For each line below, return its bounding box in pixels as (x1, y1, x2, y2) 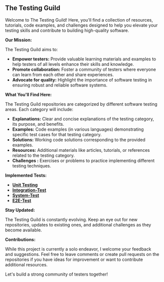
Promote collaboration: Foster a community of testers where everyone (12, 66, 156, 72)
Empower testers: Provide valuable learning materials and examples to (12, 56, 156, 62)
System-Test (12, 192, 39, 198)
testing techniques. (12, 163, 52, 169)
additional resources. (5, 261, 48, 267)
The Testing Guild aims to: (5, 46, 58, 52)
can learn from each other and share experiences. (12, 71, 114, 78)
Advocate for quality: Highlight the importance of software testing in (12, 77, 152, 83)
